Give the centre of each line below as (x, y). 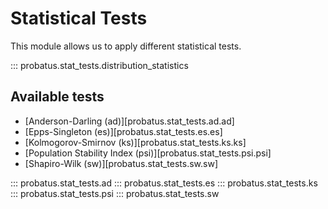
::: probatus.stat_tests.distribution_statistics (99, 65)
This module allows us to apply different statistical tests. (126, 46)
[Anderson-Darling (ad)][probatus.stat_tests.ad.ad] (129, 121)
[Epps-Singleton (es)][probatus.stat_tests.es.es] (123, 131)
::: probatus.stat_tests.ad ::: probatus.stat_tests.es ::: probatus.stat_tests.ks (164, 183)
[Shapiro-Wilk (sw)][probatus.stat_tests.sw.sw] (121, 163)
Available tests (57, 97)
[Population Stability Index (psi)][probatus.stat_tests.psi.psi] (148, 153)
